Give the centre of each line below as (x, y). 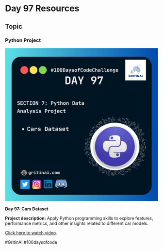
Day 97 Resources (42, 8)
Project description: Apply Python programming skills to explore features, (79, 218)
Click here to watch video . (31, 233)
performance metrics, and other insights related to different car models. (77, 223)
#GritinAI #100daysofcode (31, 242)
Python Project (23, 40)
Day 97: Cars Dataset (27, 209)
